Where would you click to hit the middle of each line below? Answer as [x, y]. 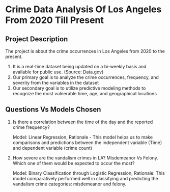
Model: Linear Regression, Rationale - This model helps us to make [83, 137]
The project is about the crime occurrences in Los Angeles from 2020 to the [85, 51]
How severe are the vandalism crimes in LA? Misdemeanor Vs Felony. [86, 158]
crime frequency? [31, 127]
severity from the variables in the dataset [56, 83]
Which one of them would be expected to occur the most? [74, 163]
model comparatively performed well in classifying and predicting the [86, 178]
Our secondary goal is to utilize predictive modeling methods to [79, 88]
